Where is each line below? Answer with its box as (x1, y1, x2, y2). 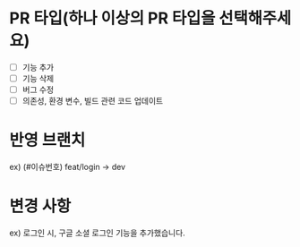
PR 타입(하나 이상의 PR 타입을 (9, 8, 216, 29)
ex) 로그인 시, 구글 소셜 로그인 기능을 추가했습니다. (9, 227, 185, 238)
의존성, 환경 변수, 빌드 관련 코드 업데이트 (21, 96, 164, 106)
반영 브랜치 (9, 131, 86, 150)
